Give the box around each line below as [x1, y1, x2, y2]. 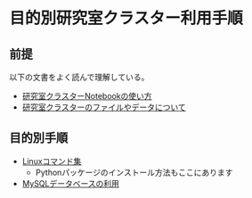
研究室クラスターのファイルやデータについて [21, 102, 187, 112]
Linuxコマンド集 [21, 155, 82, 166]
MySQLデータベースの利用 [21, 177, 120, 188]
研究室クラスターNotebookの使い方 [21, 91, 153, 101]
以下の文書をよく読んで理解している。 [9, 72, 150, 82]
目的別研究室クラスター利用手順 [9, 8, 243, 29]
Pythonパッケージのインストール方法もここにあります [35, 167, 233, 177]
